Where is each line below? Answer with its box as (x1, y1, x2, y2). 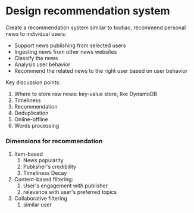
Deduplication (14, 109, 49, 116)
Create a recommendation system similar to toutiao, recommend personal (5, 24, 186, 31)
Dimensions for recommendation (5, 137, 103, 145)
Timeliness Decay (23, 169, 67, 177)
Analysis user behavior (14, 61, 71, 68)
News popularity (23, 157, 64, 164)
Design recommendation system (5, 4, 170, 18)
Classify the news (14, 54, 58, 61)
